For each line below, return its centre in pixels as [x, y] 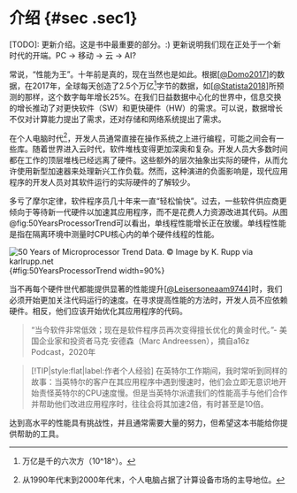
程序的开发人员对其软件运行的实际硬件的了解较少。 [102, 182]
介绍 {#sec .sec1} [73, 18]
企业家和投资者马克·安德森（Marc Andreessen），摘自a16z [144, 341]
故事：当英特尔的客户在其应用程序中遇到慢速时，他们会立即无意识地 [155, 382]
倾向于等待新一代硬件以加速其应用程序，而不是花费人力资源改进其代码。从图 [148, 212]
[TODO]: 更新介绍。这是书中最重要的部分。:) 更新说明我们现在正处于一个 [141, 44]
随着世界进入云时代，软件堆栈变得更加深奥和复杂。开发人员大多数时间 [160, 149]
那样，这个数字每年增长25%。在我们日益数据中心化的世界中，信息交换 [153, 96]
